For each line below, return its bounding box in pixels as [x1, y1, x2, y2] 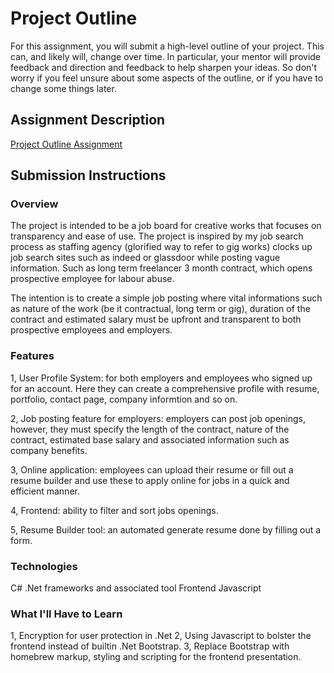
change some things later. [10, 82, 117, 94]
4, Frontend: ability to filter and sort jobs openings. [10, 504, 219, 516]
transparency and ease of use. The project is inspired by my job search [10, 230, 304, 242]
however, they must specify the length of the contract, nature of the [10, 423, 290, 435]
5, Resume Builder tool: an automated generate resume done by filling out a [10, 523, 322, 536]
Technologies [10, 559, 78, 573]
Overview [10, 197, 59, 211]
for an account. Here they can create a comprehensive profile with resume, [10, 382, 320, 394]
